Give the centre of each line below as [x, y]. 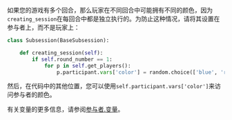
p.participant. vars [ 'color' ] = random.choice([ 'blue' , [137, 72]
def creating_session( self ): [61, 53]
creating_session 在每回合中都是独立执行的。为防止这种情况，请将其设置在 [114, 19]
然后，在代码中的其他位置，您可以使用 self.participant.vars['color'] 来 [111, 86]
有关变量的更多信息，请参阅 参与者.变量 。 [66, 110]
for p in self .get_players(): [87, 66]
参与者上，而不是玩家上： [43, 27]
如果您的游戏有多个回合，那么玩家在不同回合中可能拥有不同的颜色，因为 [110, 10]
